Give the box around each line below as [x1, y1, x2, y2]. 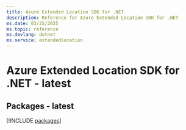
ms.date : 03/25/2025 [6, 20, 59, 26]
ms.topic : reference [6, 26, 59, 32]
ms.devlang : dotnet [6, 32, 56, 38]
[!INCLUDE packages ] [6, 117, 62, 124]
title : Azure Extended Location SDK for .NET [6, 9, 124, 15]
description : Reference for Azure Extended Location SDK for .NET [6, 15, 179, 21]
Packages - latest [6, 101, 74, 111]
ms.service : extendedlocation [6, 37, 84, 43]
